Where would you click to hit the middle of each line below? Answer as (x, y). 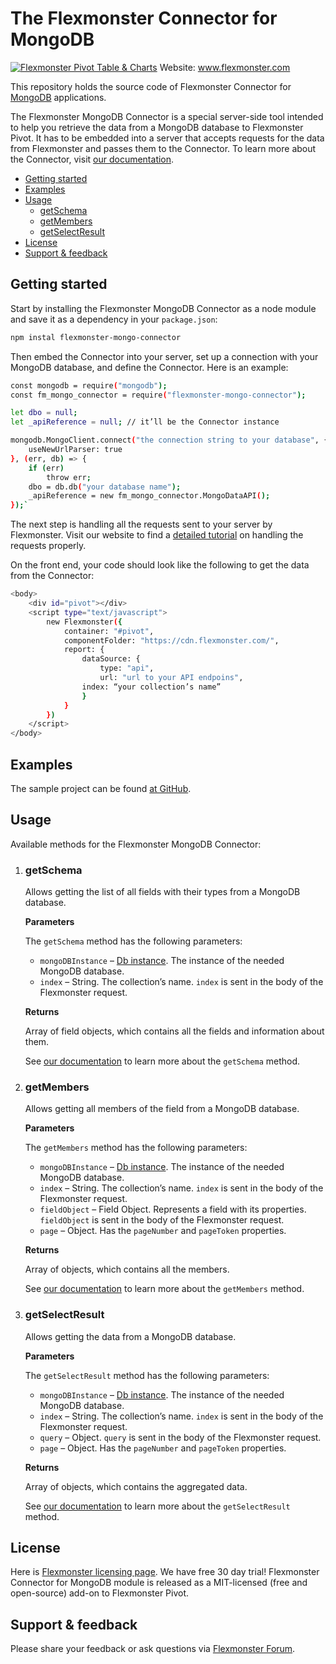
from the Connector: (52, 576)
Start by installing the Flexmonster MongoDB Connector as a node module (163, 308)
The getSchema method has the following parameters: (133, 941)
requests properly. (48, 546)
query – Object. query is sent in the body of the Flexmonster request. (180, 1437)
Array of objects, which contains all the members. (127, 1269)
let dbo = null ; (44, 413)
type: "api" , (127, 668)
